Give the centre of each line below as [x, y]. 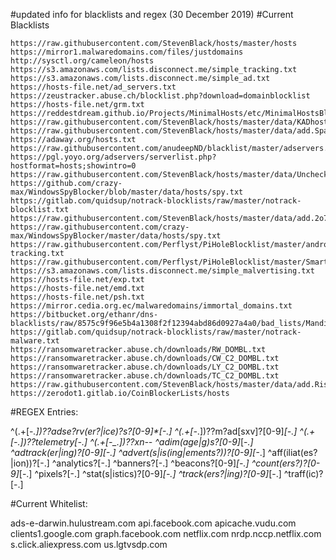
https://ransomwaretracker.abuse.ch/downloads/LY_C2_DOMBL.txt [145, 367]
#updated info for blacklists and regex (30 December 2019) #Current [152, 14]
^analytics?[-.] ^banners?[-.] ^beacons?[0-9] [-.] [150, 463]
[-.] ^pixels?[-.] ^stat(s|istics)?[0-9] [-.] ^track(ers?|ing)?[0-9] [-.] [150, 473]
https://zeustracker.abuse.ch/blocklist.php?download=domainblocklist [160, 96]
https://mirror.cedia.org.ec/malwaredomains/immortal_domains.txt [151, 306]
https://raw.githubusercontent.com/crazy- [100, 227]
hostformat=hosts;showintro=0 [73, 166]
